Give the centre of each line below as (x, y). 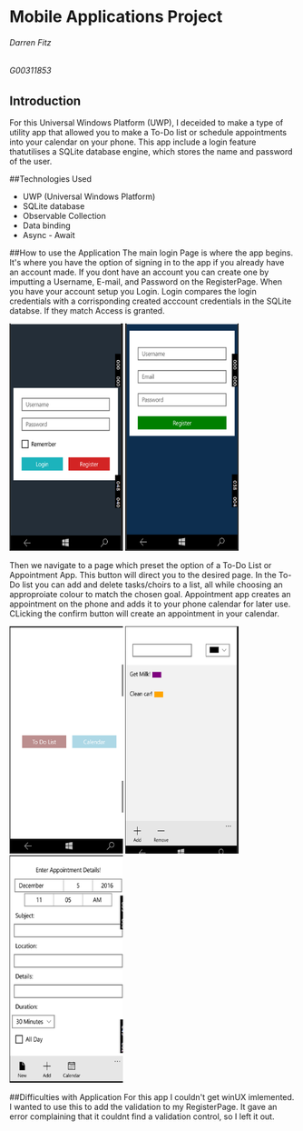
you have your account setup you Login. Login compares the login (133, 292)
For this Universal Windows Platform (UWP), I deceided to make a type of (147, 123)
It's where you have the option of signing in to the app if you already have (147, 263)
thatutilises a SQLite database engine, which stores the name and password (151, 152)
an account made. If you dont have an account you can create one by (139, 272)
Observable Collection (64, 216)
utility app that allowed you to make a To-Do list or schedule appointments (148, 133)
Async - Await (49, 235)
